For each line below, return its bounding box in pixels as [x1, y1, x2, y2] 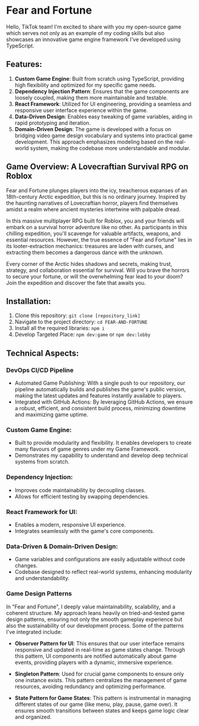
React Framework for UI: [6, 508, 78, 516]
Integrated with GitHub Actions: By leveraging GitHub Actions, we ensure [14, 398, 193, 405]
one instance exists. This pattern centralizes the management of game [14, 676, 187, 683]
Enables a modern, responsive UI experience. [14, 521, 126, 528]
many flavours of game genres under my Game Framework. [14, 446, 161, 453]
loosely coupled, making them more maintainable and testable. [14, 94, 168, 101]
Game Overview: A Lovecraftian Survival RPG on [6, 161, 188, 172]
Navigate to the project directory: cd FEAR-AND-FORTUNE [14, 318, 148, 325]
